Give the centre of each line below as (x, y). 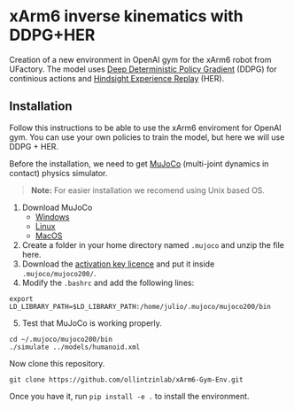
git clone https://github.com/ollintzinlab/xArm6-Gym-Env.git (126, 379)
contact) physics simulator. (58, 173)
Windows (52, 217)
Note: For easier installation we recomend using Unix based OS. (148, 190)
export (21, 298)
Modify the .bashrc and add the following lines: (108, 282)
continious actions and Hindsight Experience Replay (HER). (117, 78)
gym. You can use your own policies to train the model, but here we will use (147, 137)
